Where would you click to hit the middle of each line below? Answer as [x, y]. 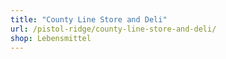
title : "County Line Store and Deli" [89, 19]
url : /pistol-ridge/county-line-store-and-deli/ [113, 29]
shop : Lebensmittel [51, 38]
